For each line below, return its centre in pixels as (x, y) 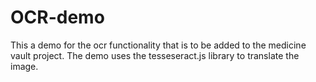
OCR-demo (57, 17)
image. (24, 66)
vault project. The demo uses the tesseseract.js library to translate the (155, 55)
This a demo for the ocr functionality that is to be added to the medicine (158, 45)
